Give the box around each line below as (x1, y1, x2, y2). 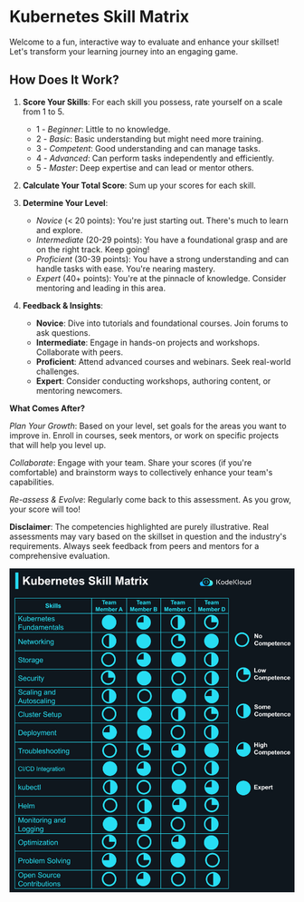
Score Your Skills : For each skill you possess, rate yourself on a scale (22, 96, 283, 107)
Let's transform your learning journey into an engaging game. (9, 45, 238, 56)
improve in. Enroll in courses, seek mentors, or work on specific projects (9, 429, 279, 441)
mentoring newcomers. (35, 385, 123, 396)
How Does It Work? (9, 73, 119, 88)
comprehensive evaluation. (9, 550, 110, 561)
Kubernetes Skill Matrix (9, 6, 190, 27)
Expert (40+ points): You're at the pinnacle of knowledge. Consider (35, 272, 287, 283)
